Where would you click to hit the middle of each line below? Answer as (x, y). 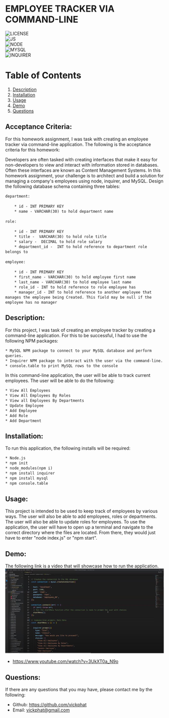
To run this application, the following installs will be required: (68, 448)
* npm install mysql (27, 478)
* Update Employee (24, 405)
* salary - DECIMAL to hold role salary (58, 242)
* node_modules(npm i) (29, 468)
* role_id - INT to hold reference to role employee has (75, 287)
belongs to (17, 252)
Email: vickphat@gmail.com (41, 710)
